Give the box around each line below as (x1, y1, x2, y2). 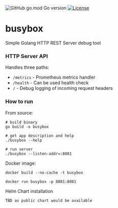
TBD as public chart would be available (5, 198, 93, 203)
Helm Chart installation (5, 188, 54, 194)
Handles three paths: (5, 64, 50, 70)
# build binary (5, 120, 38, 125)
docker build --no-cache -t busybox (5, 170, 83, 175)
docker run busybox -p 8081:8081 (5, 179, 77, 184)
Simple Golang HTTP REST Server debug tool (5, 40, 101, 46)
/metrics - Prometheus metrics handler (12, 74, 96, 81)
